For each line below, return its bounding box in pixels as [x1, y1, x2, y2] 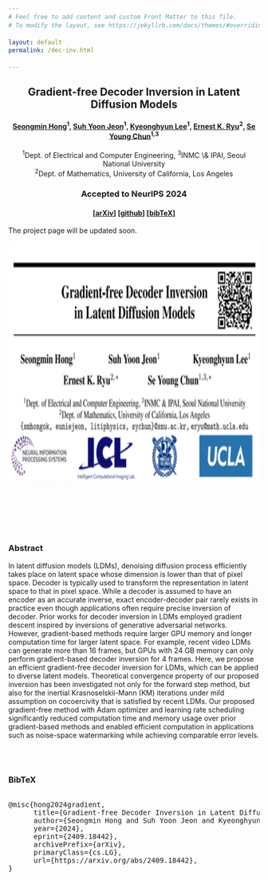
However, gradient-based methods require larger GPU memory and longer [8, 628, 253, 638]
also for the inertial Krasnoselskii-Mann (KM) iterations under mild [8, 688, 225, 697]
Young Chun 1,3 [108, 130, 160, 141]
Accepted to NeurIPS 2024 [81, 188, 187, 199]
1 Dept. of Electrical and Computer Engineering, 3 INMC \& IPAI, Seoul [22, 148, 246, 159]
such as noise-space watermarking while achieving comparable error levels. [8, 730, 259, 740]
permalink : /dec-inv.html [8, 46, 94, 55]
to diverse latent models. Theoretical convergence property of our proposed [8, 670, 259, 681]
